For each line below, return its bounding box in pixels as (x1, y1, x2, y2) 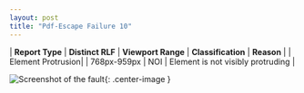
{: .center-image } (104, 73, 171, 84)
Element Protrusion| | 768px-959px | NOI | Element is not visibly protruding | (9, 56, 296, 67)
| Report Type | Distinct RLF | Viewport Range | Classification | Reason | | (9, 46, 291, 57)
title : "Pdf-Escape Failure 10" (9, 22, 132, 31)
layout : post (9, 13, 59, 23)
